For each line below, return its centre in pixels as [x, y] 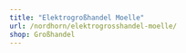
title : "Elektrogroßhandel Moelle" [77, 18]
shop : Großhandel [42, 34]
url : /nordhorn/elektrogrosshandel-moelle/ [93, 26]
